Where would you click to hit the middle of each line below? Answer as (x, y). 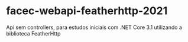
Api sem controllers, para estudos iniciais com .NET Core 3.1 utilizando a (94, 27)
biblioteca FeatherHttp (33, 33)
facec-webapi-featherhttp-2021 (87, 11)
